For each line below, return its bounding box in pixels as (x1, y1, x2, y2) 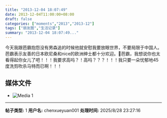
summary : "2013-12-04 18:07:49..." (5, 30, 79, 35)
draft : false (5, 16, 32, 21)
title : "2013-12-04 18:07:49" (5, 7, 68, 12)
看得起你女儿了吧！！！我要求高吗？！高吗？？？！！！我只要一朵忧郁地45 (5, 57, 159, 62)
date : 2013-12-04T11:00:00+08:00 (5, 12, 75, 17)
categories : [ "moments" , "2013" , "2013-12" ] (5, 21, 94, 26)
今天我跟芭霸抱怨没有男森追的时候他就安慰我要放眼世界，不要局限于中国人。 (5, 45, 162, 50)
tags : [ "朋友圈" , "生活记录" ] (5, 26, 61, 31)
